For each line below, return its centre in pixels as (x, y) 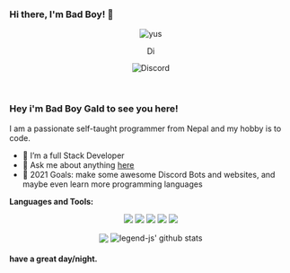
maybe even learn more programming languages (113, 184)
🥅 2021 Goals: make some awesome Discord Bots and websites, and (149, 174)
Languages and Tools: (52, 201)
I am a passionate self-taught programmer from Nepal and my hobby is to (145, 128)
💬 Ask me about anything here (78, 164)
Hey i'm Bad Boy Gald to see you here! (94, 109)
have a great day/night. (53, 259)
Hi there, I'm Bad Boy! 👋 (62, 14)
